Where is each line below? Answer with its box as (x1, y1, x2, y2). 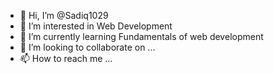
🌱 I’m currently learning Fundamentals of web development (19, 31, 264, 42)
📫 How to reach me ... (19, 53, 113, 64)
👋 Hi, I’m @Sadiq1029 (19, 10, 109, 21)
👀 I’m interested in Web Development (19, 20, 173, 32)
